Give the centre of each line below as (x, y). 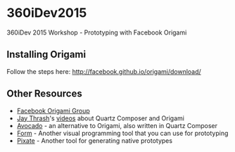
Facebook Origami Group (53, 110)
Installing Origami (46, 55)
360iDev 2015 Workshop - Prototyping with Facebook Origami (97, 32)
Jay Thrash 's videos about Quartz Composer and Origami (100, 118)
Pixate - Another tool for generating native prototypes (95, 140)
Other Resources (44, 94)
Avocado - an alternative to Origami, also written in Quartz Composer (117, 125)
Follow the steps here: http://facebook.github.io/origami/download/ (104, 71)
